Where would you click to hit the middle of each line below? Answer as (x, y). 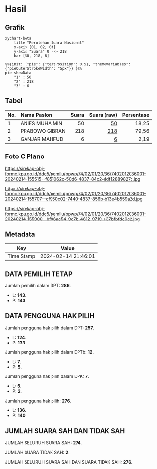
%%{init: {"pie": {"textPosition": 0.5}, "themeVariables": (68, 64)
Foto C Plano (25, 157)
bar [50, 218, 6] (32, 56)
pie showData (18, 73)
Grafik (15, 27)
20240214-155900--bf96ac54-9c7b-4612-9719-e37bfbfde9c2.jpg (73, 219)
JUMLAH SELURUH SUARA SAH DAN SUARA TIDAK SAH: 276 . (69, 462)
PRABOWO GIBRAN (43, 131)
